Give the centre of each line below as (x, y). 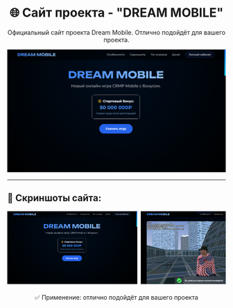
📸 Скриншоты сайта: (54, 198)
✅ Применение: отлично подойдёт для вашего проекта (116, 298)
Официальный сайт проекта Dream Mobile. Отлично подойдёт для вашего (116, 32)
